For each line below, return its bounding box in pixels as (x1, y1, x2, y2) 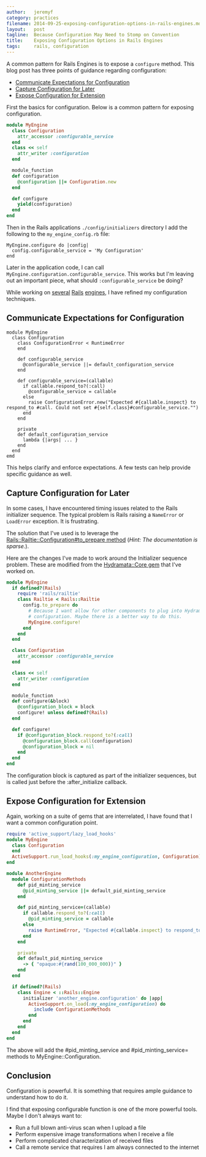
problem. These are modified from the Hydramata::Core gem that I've (6, 560, 182, 568)
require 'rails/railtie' (17, 590, 81, 597)
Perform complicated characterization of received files (15, 1137, 154, 1144)
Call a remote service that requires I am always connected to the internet (15, 1143, 199, 1151)
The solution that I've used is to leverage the (6, 529, 119, 536)
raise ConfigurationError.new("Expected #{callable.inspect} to (28, 399, 196, 406)
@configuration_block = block (17, 704, 95, 710)
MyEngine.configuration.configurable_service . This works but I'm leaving (6, 270, 194, 277)
